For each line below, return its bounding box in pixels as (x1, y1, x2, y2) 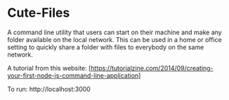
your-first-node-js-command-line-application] (7, 71, 141, 80)
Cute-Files (7, 5, 70, 21)
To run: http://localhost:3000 (7, 85, 91, 93)
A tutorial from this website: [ (7, 64, 91, 72)
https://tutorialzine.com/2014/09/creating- (91, 64, 214, 72)
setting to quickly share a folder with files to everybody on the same (7, 43, 204, 51)
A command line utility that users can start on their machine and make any (7, 28, 223, 36)
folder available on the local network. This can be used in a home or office (7, 35, 223, 43)
